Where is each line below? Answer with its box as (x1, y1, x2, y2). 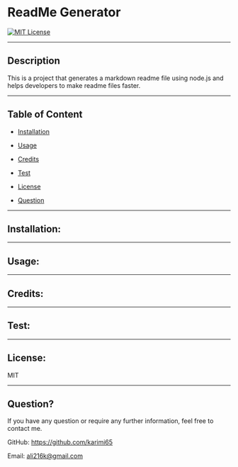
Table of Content (7, 108, 83, 120)
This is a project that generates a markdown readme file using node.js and (7, 74, 225, 82)
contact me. (7, 424, 42, 433)
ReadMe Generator (7, 4, 121, 21)
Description (7, 55, 60, 67)
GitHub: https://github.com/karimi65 (7, 438, 113, 446)
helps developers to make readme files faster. (7, 81, 141, 89)
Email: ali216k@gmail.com (7, 451, 84, 461)
